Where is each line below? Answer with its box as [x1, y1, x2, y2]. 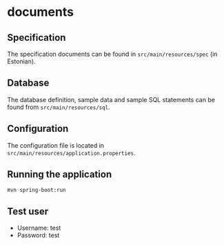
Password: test [17, 231, 60, 239]
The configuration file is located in [7, 141, 105, 149]
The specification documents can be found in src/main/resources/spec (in [7, 50, 218, 58]
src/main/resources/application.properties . [7, 148, 136, 157]
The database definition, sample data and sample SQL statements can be [7, 95, 216, 104]
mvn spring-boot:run [7, 187, 67, 194]
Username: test [17, 224, 61, 232]
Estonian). [7, 57, 36, 66]
